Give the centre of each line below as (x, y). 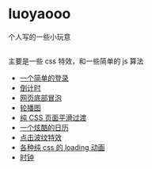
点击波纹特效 (40, 138)
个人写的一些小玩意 (40, 36)
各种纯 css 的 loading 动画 (62, 148)
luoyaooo (40, 14)
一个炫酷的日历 (44, 128)
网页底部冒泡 (40, 98)
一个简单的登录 (44, 78)
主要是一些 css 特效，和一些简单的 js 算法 (76, 61)
